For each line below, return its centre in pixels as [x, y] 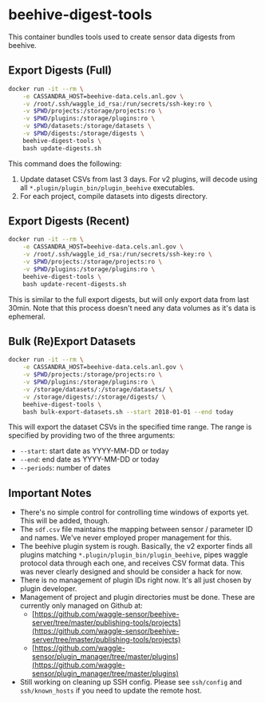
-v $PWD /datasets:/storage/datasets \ [87, 126]
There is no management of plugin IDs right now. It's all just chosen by [135, 580]
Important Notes [50, 493]
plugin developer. [48, 589]
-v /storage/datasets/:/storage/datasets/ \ [98, 389]
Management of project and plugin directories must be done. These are [137, 598]
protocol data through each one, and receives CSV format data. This [132, 563]
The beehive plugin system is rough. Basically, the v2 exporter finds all [136, 546]
